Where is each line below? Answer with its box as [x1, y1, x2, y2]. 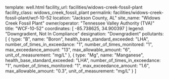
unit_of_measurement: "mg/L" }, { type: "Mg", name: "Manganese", [5, 52, 144, 58]
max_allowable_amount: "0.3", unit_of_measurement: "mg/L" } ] [5, 68, 137, 74]
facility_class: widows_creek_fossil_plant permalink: [5, 9, 112, 15]
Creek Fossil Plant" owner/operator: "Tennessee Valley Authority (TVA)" [5, 20, 155, 26]
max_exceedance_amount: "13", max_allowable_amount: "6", [5, 47, 131, 52]
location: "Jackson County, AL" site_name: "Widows [52, 15, 160, 20]
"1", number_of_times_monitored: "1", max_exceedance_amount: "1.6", [5, 62, 150, 68]
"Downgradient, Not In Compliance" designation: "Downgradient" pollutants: [5, 31, 164, 36]
